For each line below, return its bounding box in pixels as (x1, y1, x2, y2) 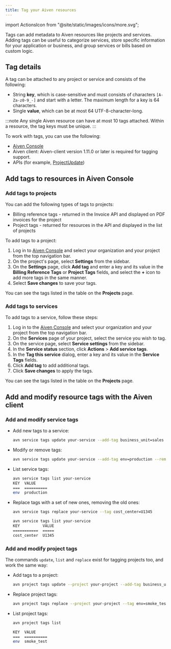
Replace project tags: (12, 591, 58, 597)
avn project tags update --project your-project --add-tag (12, 582, 141, 587)
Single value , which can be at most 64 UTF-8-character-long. (12, 108, 143, 114)
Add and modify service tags (5, 416, 79, 423)
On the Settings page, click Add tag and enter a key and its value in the (12, 264, 163, 270)
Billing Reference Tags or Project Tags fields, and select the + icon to (12, 269, 161, 276)
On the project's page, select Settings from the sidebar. (12, 258, 131, 264)
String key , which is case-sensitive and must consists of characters (12, 92, 156, 98)
